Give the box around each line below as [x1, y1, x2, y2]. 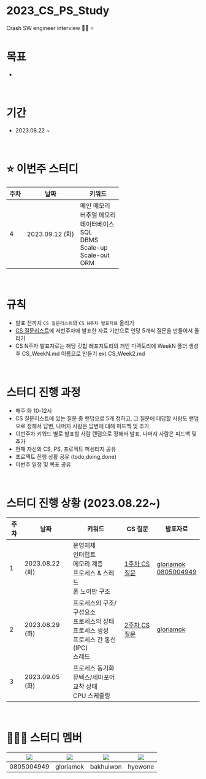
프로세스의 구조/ [72, 599, 116, 607]
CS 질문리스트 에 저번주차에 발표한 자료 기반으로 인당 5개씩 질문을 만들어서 [15, 326, 193, 334]
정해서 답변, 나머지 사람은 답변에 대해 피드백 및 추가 [26, 422, 150, 429]
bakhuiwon [90, 762, 122, 770]
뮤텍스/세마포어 [72, 673, 115, 681]
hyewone [128, 762, 154, 770]
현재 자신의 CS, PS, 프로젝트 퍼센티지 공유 [15, 445, 116, 453]
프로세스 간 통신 [72, 635, 116, 644]
